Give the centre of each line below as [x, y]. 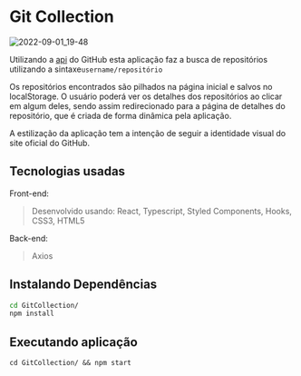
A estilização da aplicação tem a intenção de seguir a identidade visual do [148, 133]
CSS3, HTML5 [58, 221]
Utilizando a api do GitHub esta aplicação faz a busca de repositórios [139, 59]
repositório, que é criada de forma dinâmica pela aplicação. [121, 115]
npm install [32, 314]
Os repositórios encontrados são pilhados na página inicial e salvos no [141, 86]
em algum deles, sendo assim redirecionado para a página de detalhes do [147, 105]
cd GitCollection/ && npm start [70, 363]
